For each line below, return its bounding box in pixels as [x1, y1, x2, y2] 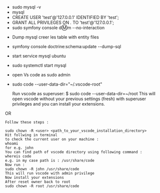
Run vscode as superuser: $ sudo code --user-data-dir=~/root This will [12, 91, 156, 96]
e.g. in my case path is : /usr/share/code [5, 158, 95, 163]
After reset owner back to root [5, 179, 71, 184]
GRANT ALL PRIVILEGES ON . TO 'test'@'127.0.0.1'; [12, 19, 114, 25]
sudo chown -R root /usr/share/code [5, 184, 79, 189]
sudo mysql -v [12, 4, 41, 10]
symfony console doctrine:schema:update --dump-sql [12, 44, 122, 49]
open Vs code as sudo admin [12, 72, 71, 77]
